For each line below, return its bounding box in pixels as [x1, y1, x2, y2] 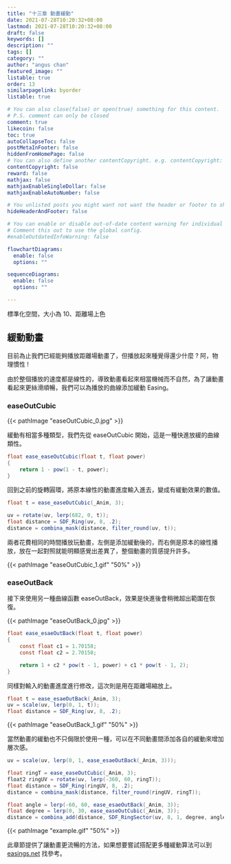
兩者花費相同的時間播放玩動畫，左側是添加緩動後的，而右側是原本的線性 [7, 538, 212, 546]
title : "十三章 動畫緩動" [7, 10, 74, 17]
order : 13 [7, 81, 36, 88]
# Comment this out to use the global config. [7, 227, 143, 234]
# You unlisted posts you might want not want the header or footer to [7, 201, 217, 209]
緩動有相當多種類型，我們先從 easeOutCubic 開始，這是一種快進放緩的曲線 [7, 430, 220, 439]
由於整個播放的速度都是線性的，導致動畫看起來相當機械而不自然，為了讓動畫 [7, 374, 224, 383]
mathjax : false [7, 177, 51, 183]
